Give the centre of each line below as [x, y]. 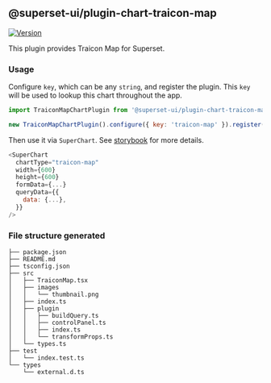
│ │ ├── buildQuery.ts [54, 316]
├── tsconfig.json [39, 266]
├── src [21, 273]
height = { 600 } [38, 177]
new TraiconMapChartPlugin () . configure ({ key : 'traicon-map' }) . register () [138, 124]
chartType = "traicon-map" [57, 162]
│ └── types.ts [38, 344]
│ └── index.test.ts [46, 358]
